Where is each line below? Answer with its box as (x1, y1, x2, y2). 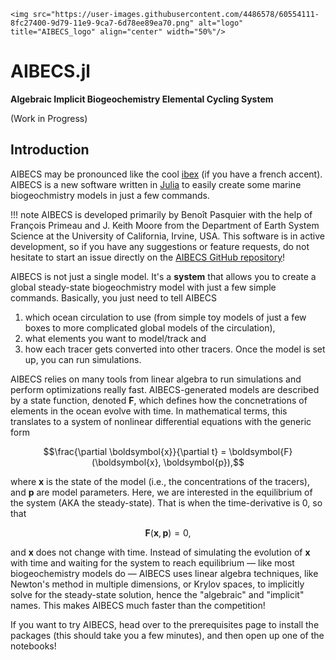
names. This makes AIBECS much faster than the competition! (10, 599, 266, 611)
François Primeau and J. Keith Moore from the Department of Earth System (10, 219, 320, 231)
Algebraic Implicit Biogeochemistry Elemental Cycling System (10, 93, 274, 105)
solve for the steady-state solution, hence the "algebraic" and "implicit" (10, 588, 305, 600)
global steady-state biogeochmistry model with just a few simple (10, 281, 277, 293)
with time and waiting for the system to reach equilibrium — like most (10, 556, 295, 569)
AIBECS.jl (10, 60, 91, 83)
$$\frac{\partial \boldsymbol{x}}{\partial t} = (43, 445, 227, 457)
